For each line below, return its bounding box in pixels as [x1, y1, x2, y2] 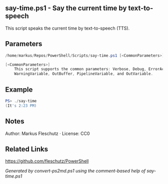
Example [5, 85, 33, 94]
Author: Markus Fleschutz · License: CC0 [5, 130, 90, 136]
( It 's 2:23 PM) [5, 103, 37, 108]
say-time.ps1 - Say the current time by [5, 4, 127, 13]
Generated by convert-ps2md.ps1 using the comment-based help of [5, 168, 146, 174]
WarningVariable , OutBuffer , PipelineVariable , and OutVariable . [14, 71, 153, 77]
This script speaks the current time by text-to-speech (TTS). [5, 25, 130, 31]
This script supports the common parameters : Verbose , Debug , [14, 67, 146, 72]
